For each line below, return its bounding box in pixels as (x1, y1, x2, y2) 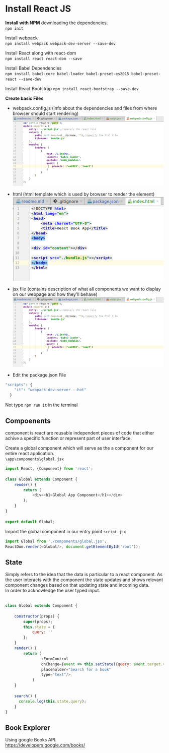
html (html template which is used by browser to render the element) (12, 191, 155, 197)
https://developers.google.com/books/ (5, 742, 86, 748)
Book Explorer (5, 723, 50, 732)
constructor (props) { (14, 613, 59, 619)
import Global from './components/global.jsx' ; (5, 539, 107, 544)
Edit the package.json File (12, 371, 66, 378)
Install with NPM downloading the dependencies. (5, 20, 108, 26)
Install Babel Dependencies (5, 65, 62, 71)
